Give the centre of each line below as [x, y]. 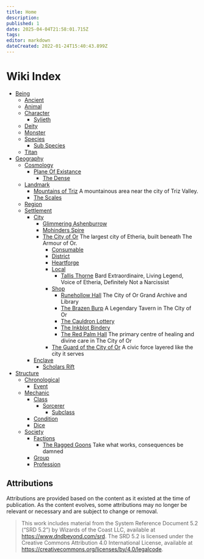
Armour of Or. [60, 243]
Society [34, 432]
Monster [35, 132]
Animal [33, 106]
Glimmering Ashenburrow [75, 223]
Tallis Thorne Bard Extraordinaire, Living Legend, [122, 276]
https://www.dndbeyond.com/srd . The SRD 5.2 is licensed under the [107, 536]
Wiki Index [34, 77]
